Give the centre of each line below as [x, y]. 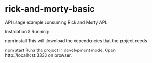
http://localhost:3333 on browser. [38, 55]
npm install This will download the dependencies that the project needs [76, 41]
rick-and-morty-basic [50, 9]
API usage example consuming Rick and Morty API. [56, 22]
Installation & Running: [27, 31]
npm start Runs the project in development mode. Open [61, 50]
